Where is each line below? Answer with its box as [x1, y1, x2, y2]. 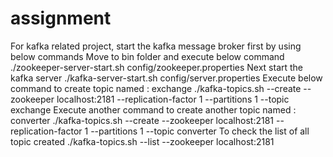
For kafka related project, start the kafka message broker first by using [10, 40, 302, 52]
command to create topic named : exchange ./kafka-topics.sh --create [10, 82, 302, 94]
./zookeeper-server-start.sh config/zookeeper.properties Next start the [10, 61, 304, 73]
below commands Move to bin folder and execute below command [10, 50, 285, 62]
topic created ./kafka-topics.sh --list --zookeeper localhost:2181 [10, 135, 275, 147]
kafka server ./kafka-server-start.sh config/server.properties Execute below [10, 72, 323, 84]
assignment [10, 7, 112, 30]
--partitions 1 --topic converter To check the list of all [90, 125, 310, 137]
